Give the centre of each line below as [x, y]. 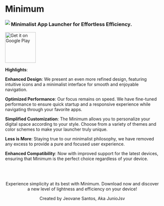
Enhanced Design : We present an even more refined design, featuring [76, 79]
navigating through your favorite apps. [44, 110]
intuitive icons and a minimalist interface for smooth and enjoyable [72, 85]
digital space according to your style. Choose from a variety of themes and [81, 124]
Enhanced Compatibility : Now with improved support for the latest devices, [82, 154]
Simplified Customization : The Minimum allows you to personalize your [78, 119]
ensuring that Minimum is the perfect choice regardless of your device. [77, 159]
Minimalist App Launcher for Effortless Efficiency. [71, 24]
